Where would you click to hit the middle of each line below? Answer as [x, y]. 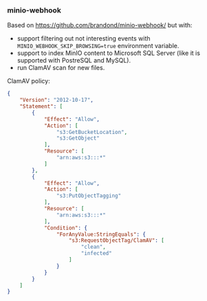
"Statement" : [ [41, 107]
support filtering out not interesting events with [84, 38]
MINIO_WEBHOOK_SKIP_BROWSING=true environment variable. [98, 46]
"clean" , [94, 247]
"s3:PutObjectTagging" [89, 196]
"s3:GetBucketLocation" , [92, 132]
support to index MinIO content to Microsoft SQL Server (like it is [109, 53]
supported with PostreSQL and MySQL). [74, 60]
